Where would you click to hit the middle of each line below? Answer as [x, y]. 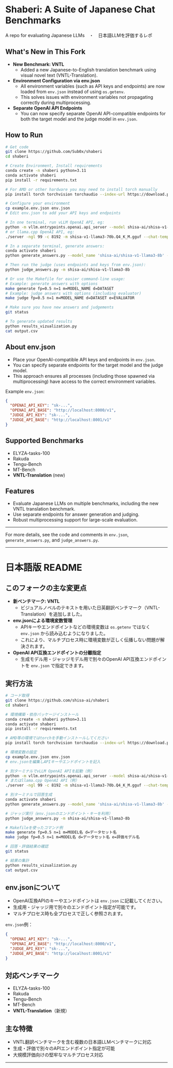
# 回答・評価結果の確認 [27, 847]
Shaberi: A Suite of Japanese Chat [80, 10]
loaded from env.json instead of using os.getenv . [73, 92]
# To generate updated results [39, 322]
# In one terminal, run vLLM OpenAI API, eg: [55, 222]
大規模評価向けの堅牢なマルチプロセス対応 [58, 1055]
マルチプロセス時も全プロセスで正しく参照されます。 [69, 914]
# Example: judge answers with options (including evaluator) [73, 293]
